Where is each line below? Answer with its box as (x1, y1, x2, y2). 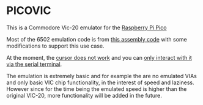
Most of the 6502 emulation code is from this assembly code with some (6, 35, 188, 43)
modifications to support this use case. (6, 42, 105, 49)
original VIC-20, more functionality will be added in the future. (6, 92, 162, 99)
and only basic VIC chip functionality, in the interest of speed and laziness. (6, 79, 194, 86)
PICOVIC (6, 4, 51, 18)
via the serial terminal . (6, 60, 62, 68)
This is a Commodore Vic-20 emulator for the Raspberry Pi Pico (6, 24, 167, 31)
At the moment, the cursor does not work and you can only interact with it (6, 54, 193, 61)
